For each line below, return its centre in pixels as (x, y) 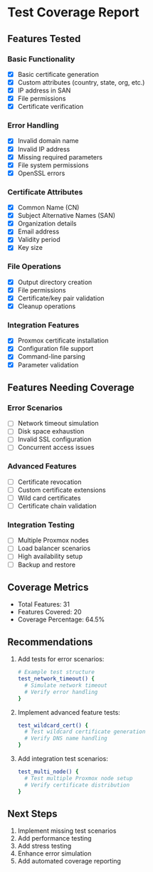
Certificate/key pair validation (61, 298)
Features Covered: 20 (49, 612)
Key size (30, 248)
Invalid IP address (44, 149)
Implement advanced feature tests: (69, 712)
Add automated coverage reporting (69, 861)
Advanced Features (42, 466)
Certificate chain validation (57, 505)
